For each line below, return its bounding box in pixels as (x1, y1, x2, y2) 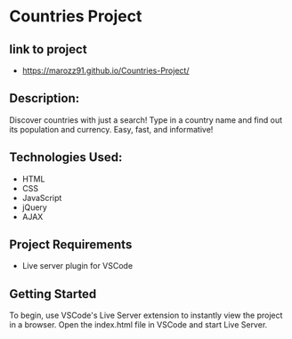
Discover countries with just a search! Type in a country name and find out (9, 114, 283, 125)
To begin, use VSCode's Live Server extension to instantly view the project (9, 310, 283, 321)
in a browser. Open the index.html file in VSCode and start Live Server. (9, 319, 268, 330)
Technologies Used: (9, 149, 123, 165)
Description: (9, 91, 80, 106)
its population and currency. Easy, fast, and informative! (9, 124, 214, 134)
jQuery (21, 202, 47, 213)
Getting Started (9, 287, 97, 302)
